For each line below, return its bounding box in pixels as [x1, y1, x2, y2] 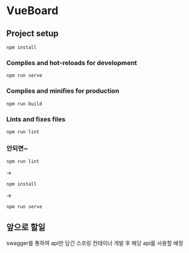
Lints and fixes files [6, 115, 66, 123]
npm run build [6, 101, 43, 107]
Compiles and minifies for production [6, 87, 119, 95]
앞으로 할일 [6, 222, 46, 232]
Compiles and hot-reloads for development [6, 58, 138, 67]
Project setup [6, 28, 59, 39]
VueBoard [6, 4, 59, 18]
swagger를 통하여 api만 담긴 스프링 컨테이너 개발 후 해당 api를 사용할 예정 [6, 239, 183, 246]
